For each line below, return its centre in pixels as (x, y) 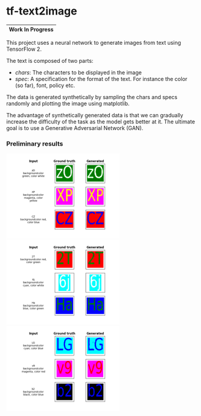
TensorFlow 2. (24, 49)
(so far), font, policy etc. (45, 85)
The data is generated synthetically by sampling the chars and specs (92, 97)
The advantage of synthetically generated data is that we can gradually (95, 115)
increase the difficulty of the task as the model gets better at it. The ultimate (101, 122)
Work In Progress (31, 30)
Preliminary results (35, 143)
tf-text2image (42, 11)
